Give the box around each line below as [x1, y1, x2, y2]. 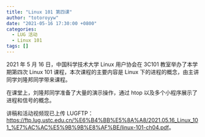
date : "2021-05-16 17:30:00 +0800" [6, 20, 97, 26]
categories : [6, 26, 37, 32]
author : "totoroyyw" [6, 15, 59, 21]
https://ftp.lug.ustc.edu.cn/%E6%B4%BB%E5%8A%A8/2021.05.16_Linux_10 [6, 116, 199, 124]
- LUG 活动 [12, 32, 38, 38]
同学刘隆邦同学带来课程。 [6, 76, 71, 83]
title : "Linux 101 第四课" [6, 9, 72, 15]
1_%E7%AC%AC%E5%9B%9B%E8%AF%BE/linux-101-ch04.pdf [6, 124, 170, 131]
